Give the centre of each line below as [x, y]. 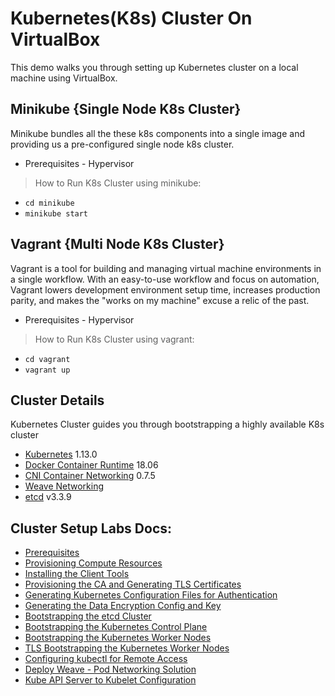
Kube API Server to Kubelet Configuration [110, 680]
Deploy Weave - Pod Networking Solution [110, 669]
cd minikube [49, 203]
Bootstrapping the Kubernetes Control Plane [116, 627]
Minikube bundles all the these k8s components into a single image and [157, 133]
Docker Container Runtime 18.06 [91, 465]
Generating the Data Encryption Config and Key [123, 606]
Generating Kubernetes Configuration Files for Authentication [151, 595]
